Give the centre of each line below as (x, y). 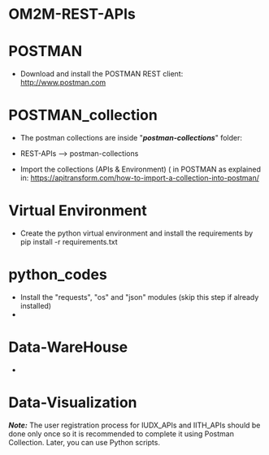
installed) (35, 305)
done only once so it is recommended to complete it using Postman (121, 433)
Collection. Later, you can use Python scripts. (85, 442)
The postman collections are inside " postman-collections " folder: (131, 138)
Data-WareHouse (68, 347)
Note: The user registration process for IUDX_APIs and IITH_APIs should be (134, 425)
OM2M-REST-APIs (72, 14)
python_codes (58, 275)
